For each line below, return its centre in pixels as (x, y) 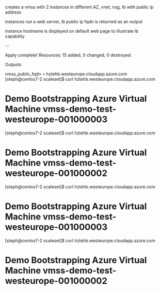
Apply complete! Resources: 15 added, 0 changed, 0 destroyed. (69, 55)
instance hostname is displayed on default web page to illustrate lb (72, 31)
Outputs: (14, 64)
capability (15, 36)
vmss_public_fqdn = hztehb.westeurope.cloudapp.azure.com (66, 74)
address (13, 12)
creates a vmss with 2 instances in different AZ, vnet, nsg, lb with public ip (79, 7)
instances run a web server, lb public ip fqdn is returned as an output (74, 22)
